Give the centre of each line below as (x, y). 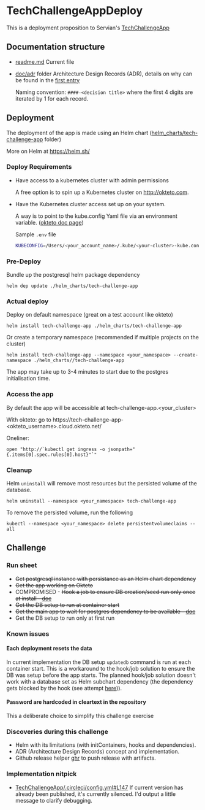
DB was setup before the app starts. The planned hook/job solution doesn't (101, 675)
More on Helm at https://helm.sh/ (48, 151)
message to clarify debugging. (54, 800)
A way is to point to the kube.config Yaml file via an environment (96, 216)
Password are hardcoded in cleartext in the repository (76, 702)
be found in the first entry (47, 80)
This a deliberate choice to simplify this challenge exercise (80, 715)
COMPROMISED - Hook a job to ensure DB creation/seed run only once (105, 592)
